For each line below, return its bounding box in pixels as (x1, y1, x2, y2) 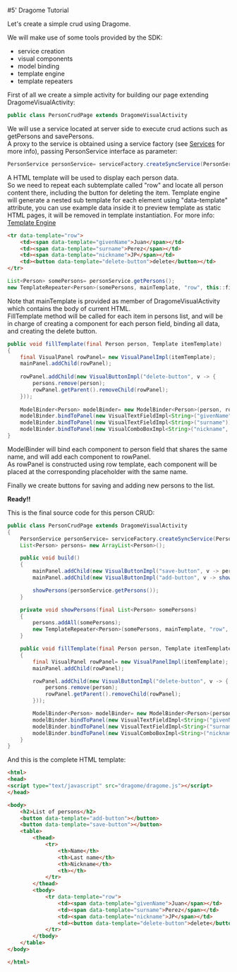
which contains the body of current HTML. (7, 304, 131, 312)
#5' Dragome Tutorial (7, 6, 69, 14)
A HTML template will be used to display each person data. (7, 173, 179, 182)
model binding (17, 62, 60, 70)
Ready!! (7, 494, 31, 503)
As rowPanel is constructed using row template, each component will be (7, 460, 217, 468)
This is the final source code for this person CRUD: (7, 508, 155, 517)
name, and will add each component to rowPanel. (7, 452, 151, 461)
